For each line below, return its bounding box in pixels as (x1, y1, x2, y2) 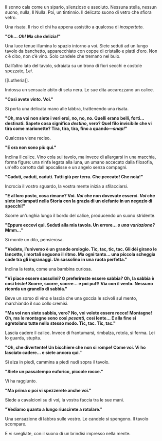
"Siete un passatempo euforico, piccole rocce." (5, 369, 103, 374)
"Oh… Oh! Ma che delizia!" (5, 34, 61, 39)
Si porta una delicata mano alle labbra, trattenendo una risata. (5, 106, 129, 111)
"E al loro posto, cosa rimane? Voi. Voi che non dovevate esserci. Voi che (5, 193, 155, 198)
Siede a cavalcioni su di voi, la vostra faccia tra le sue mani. (5, 397, 125, 402)
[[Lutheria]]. (5, 78, 29, 83)
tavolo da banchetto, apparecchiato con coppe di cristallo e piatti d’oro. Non (5, 48, 158, 54)
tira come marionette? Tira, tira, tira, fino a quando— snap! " (5, 126, 127, 131)
